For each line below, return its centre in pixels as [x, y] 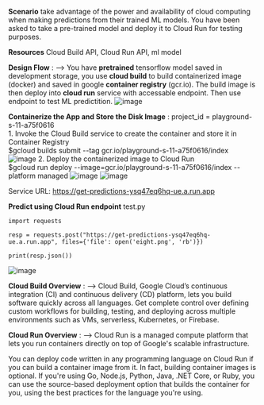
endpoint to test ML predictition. [61, 101]
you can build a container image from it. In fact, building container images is [132, 367]
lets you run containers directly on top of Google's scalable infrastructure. [129, 343]
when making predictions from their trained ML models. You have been [124, 20]
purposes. [25, 37]
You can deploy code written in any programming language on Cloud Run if [131, 359]
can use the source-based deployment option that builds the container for [129, 384]
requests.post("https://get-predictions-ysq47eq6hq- [122, 235]
